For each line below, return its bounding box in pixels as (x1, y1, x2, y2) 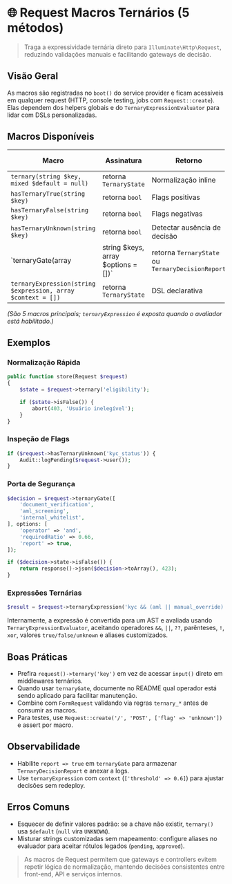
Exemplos (7, 337, 50, 349)
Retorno (175, 156, 202, 165)
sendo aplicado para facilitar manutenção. (17, 692, 137, 700)
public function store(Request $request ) (7, 374, 128, 380)
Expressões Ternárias (7, 588, 82, 598)
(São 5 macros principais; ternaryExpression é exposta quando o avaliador (7, 309, 222, 317)
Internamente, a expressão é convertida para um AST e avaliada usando (7, 616, 213, 625)
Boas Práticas (7, 651, 68, 663)
